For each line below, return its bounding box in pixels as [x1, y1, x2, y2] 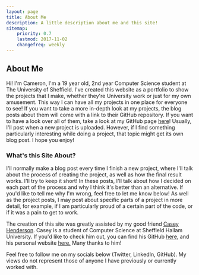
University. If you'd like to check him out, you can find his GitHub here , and [6, 233, 189, 240]
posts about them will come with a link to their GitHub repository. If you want [6, 111, 194, 118]
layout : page [6, 8, 39, 15]
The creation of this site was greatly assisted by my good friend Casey [6, 220, 179, 227]
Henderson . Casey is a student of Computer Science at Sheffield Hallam [6, 226, 183, 233]
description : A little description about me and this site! [6, 20, 159, 26]
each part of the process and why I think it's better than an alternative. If [6, 184, 184, 191]
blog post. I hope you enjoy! [6, 136, 74, 143]
